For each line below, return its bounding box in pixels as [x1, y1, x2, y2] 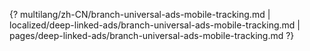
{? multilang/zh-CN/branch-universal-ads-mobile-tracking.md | [9, 9, 271, 20]
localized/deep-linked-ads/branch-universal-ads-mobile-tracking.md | [9, 19, 301, 31]
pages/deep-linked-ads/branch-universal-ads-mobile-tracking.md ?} [9, 30, 295, 41]
